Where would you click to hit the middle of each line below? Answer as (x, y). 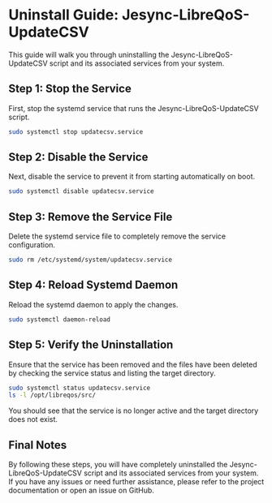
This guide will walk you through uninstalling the (89, 54)
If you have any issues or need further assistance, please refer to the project (136, 482)
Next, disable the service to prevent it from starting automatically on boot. (132, 177)
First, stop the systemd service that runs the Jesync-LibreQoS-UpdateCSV (134, 108)
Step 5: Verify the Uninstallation (91, 345)
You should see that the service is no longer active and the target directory (134, 411)
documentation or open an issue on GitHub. (81, 490)
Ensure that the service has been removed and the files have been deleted (133, 364)
